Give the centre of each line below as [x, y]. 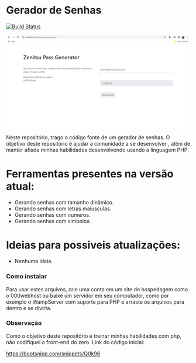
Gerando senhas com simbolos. [53, 221]
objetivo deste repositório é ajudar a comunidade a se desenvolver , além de [98, 144]
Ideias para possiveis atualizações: [93, 245]
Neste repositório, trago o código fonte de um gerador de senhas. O [88, 137]
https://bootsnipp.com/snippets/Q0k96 [53, 354]
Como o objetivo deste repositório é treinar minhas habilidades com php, [94, 336]
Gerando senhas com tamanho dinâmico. [64, 203]
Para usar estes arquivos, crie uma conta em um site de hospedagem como [97, 289]
